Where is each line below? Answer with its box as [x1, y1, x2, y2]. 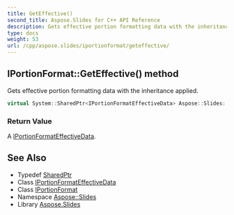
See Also [7, 152, 47, 164]
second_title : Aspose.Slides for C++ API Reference [7, 17, 160, 24]
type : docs [7, 29, 39, 37]
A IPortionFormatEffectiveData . [7, 132, 96, 140]
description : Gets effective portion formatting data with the [7, 23, 195, 30]
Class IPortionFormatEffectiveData [17, 178, 116, 186]
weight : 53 [7, 36, 39, 43]
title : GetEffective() [7, 10, 73, 17]
